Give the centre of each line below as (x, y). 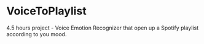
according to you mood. (37, 34)
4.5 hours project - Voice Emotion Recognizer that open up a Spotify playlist (103, 28)
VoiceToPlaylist (47, 11)
